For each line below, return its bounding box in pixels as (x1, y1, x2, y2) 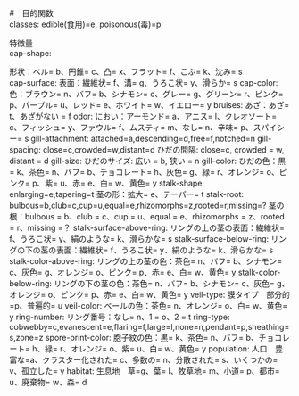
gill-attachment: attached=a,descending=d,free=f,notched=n (30, 133, 256, 144)
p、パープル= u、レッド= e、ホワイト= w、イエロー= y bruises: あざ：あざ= (9, 100, 290, 110)
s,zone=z (9, 333, 44, 342)
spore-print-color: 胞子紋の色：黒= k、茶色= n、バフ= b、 (45, 333, 259, 342)
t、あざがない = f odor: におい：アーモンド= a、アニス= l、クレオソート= (9, 111, 278, 121)
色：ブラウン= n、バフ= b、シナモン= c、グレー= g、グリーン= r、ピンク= (9, 88, 284, 99)
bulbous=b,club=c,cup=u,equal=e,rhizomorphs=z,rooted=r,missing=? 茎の (9, 200, 285, 210)
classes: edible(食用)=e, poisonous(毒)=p (9, 19, 162, 29)
